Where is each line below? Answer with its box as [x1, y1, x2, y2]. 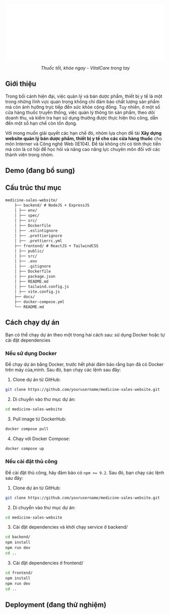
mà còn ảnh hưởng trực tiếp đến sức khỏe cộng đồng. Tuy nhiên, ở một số [5, 104, 160, 110]
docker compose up [5, 446, 44, 451]
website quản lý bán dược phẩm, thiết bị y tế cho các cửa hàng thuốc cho [5, 135, 162, 141]
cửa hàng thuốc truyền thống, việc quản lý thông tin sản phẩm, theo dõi [5, 109, 155, 115]
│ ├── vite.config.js [14, 289, 60, 294]
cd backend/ [5, 535, 30, 540]
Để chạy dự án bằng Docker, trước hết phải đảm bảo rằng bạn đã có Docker [5, 361, 164, 367]
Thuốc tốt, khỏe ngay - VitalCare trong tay [40, 65, 130, 71]
